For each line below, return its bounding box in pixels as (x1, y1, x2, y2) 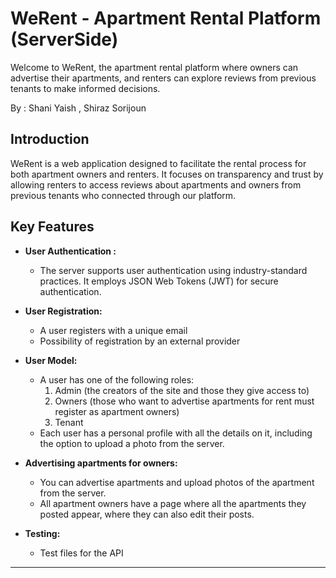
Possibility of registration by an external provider (39, 335, 241, 347)
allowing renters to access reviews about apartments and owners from (10, 178, 302, 191)
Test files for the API (39, 547, 124, 559)
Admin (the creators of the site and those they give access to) (54, 384, 310, 396)
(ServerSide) (10, 28, 119, 51)
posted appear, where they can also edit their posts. (39, 508, 255, 520)
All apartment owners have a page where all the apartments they (39, 497, 307, 509)
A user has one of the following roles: (39, 373, 195, 386)
